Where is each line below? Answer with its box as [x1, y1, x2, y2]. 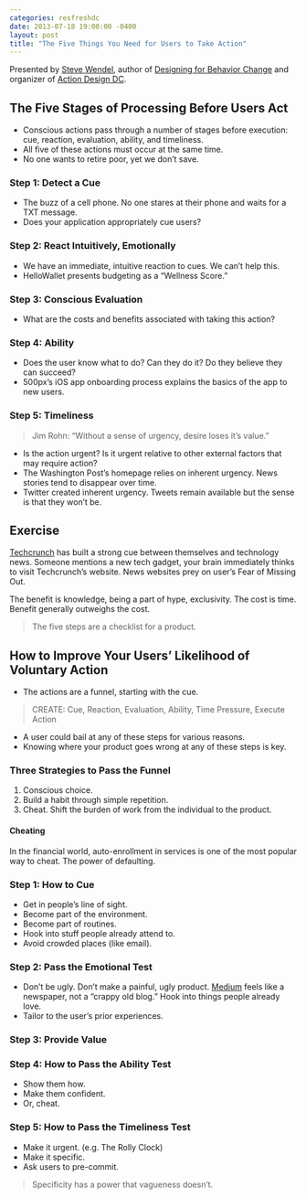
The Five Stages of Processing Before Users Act [9, 100, 289, 115]
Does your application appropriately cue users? [22, 217, 202, 228]
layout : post [9, 30, 59, 39]
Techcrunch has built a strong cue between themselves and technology [9, 547, 280, 558]
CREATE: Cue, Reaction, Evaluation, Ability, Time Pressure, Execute [31, 704, 286, 715]
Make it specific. [22, 1151, 85, 1162]
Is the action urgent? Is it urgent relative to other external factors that [22, 447, 282, 458]
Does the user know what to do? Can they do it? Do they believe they [22, 358, 283, 369]
